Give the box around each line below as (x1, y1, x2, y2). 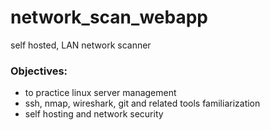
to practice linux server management (24, 87, 177, 99)
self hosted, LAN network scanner (10, 39, 152, 51)
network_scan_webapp (10, 6, 208, 29)
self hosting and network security (24, 108, 164, 120)
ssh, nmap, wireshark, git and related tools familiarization (24, 97, 261, 110)
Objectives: (10, 64, 68, 78)
